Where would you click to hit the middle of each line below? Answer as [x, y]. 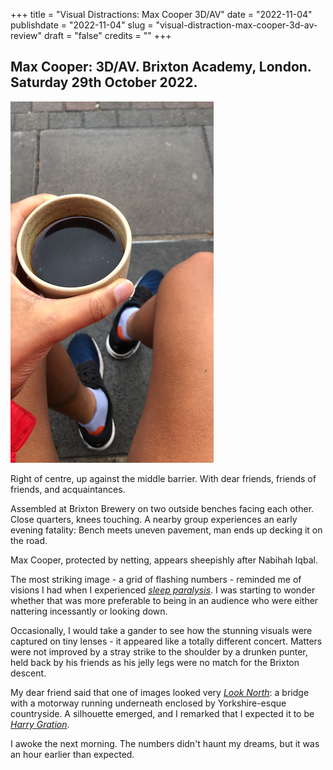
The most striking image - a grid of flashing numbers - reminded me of [156, 579]
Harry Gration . [40, 724]
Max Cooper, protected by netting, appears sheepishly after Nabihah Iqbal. [164, 560]
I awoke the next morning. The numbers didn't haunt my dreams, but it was [165, 743]
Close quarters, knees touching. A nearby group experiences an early [154, 519]
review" [26, 35]
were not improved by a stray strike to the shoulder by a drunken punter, [159, 651]
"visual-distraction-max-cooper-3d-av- [236, 25]
